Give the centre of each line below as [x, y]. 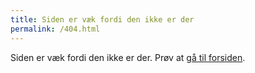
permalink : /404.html [55, 29]
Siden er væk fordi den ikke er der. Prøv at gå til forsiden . [128, 57]
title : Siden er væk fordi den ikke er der [102, 19]
